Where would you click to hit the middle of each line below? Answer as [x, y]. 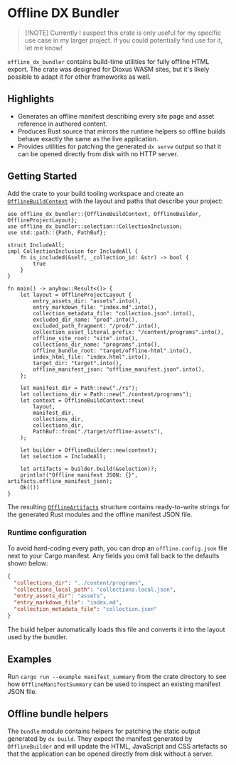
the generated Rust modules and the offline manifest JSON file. [100, 514]
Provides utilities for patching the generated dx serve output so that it [119, 146]
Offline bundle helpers [58, 714]
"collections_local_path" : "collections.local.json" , [95, 590]
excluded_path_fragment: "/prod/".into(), [97, 326]
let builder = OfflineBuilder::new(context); [89, 450]
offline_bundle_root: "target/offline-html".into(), [113, 351]
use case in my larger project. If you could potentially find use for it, [124, 40]
